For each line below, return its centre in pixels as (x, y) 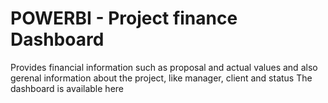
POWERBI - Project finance (124, 18)
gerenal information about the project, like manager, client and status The (161, 78)
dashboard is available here (67, 88)
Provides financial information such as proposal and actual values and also (164, 67)
